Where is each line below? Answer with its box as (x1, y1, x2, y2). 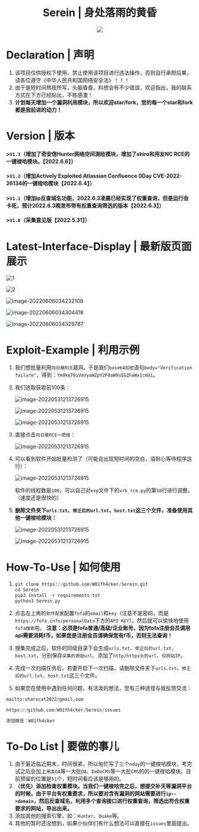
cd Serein (14, 587, 40, 593)
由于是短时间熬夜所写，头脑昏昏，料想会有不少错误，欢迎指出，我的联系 (14, 84, 192, 91)
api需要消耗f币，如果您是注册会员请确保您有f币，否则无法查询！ (14, 631, 173, 639)
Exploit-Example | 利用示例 (6, 343, 140, 357)
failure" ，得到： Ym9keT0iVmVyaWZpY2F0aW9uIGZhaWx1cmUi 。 (14, 371, 159, 378)
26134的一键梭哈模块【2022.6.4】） (6, 180, 95, 187)
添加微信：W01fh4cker (6, 717, 55, 724)
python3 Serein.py (14, 598, 61, 604)
